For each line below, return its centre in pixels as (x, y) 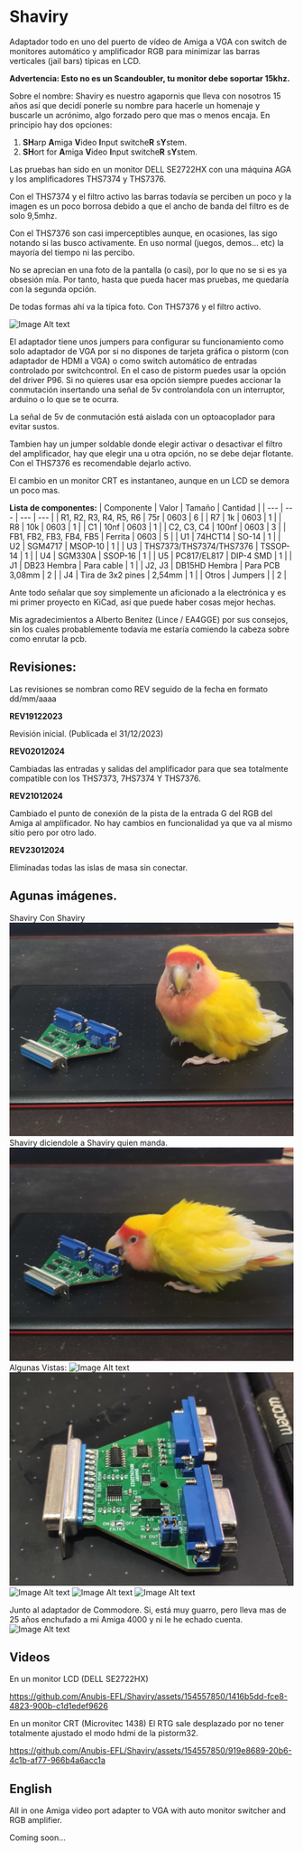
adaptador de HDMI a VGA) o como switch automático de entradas (133, 361)
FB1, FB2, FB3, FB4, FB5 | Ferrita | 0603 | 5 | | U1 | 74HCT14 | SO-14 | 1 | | (145, 536)
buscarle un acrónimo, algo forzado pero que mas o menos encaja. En (140, 115)
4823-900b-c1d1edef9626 (59, 1706)
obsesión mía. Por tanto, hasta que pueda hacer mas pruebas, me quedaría (149, 279)
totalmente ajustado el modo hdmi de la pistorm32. (104, 1734)
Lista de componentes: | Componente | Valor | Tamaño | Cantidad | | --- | (147, 507)
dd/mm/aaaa (33, 699)
